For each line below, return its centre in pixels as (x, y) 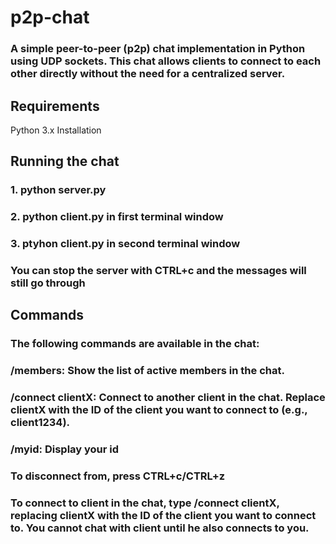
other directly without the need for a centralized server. (148, 74)
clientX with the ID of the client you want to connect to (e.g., (159, 410)
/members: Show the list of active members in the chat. (147, 371)
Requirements (55, 106)
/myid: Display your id (65, 449)
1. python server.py (58, 190)
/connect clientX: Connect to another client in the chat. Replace (168, 398)
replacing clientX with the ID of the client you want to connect (163, 515)
